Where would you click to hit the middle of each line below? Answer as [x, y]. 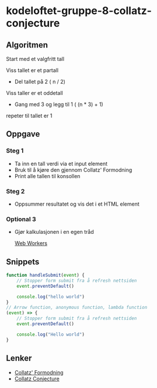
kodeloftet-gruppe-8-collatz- [79, 11]
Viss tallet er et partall [32, 70]
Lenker [19, 358]
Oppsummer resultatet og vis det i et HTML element [77, 204]
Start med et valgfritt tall [35, 59]
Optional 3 [21, 219]
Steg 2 [15, 191]
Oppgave [23, 134]
